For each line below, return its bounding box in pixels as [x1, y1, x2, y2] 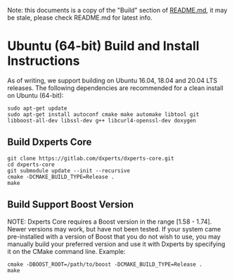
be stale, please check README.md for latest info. [7, 13, 152, 22]
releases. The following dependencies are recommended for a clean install [7, 84, 223, 92]
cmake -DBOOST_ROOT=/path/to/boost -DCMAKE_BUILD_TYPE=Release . [7, 260, 202, 268]
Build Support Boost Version [7, 198, 134, 210]
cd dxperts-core [7, 161, 55, 168]
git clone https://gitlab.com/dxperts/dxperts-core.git [7, 155, 174, 162]
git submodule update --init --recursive [7, 167, 131, 174]
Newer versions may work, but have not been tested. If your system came [7, 224, 221, 233]
